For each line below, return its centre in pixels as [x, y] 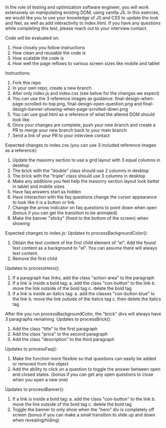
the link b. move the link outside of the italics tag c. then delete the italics [86, 299]
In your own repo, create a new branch [52, 88]
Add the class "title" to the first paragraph [55, 329]
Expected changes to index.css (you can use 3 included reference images [81, 145]
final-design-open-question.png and [105, 104]
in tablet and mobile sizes [38, 186]
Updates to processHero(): [32, 268]
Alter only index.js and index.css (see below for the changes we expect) [86, 93]
